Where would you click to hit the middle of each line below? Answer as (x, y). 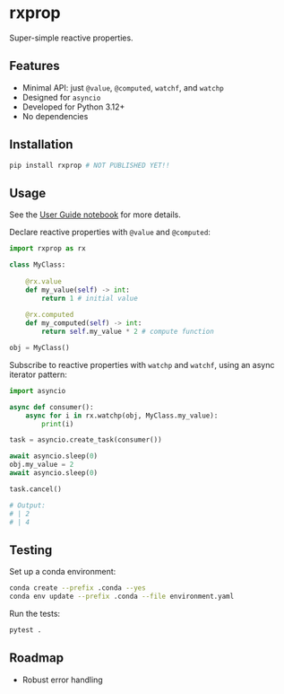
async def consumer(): (52, 407)
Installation (41, 145)
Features (34, 66)
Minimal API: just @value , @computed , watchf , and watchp (123, 87)
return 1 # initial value (90, 298)
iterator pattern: (38, 374)
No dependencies (55, 116)
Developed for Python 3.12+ (73, 107)
